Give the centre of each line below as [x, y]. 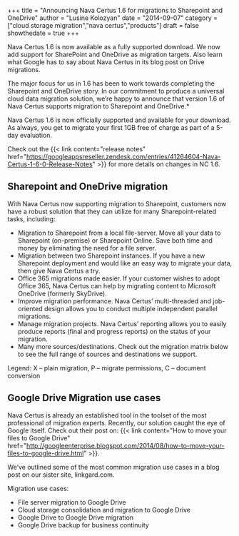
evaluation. [36, 135]
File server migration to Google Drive [72, 502]
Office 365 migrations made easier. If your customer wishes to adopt [119, 278]
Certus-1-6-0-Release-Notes [50, 164]
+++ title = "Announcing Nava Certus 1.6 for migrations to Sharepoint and [115, 10]
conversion [24, 375]
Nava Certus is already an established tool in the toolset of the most [107, 415]
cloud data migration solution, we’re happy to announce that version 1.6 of [116, 98]
